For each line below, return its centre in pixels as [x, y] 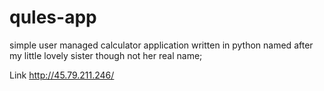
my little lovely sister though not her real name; [106, 55]
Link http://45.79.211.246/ [62, 75]
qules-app [53, 17]
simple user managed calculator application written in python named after [161, 45]
